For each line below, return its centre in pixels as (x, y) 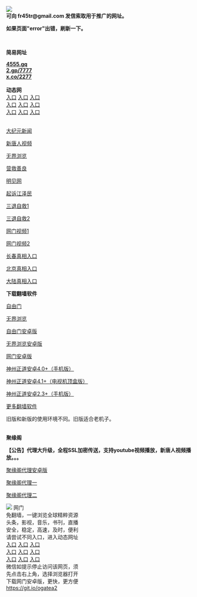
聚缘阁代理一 (21, 482)
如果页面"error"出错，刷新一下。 (46, 28)
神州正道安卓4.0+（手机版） (40, 369)
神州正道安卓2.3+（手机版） (40, 394)
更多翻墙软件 (21, 406)
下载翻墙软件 (21, 293)
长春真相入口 (21, 256)
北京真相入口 (21, 268)
